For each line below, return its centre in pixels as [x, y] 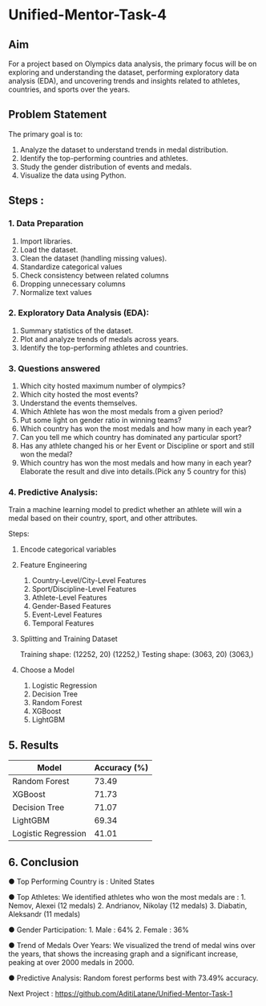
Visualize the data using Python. [73, 175]
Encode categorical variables [68, 549]
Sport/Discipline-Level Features [84, 589]
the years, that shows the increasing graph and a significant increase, [123, 954]
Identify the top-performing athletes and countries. [104, 347]
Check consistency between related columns [95, 275]
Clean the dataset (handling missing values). [93, 258]
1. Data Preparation [46, 224]
